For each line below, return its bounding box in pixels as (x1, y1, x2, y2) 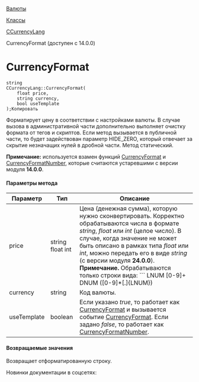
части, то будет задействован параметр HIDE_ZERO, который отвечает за (6, 135, 192, 142)
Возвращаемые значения (6, 344, 73, 351)
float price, (17, 90, 49, 96)
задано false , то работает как (79, 320, 164, 329)
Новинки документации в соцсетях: (6, 369, 97, 376)
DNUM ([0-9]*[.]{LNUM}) (79, 279, 153, 287)
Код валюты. (79, 288, 117, 296)
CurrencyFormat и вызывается (79, 305, 166, 314)
